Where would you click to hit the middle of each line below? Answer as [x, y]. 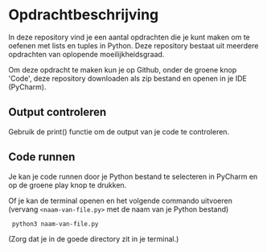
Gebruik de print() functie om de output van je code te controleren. [119, 131]
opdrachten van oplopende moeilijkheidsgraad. [86, 54]
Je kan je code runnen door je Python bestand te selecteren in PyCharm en [133, 176]
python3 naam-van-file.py [55, 224]
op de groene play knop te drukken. [68, 185]
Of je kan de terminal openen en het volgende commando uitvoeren [121, 200]
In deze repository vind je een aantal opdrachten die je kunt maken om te [129, 37]
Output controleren [58, 112]
